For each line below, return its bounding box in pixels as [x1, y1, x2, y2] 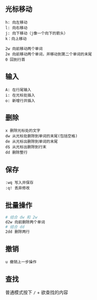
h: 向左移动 [5, 20, 28, 25]
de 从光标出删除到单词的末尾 [5, 139, 58, 144]
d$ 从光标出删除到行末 [5, 144, 47, 150]
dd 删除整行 [5, 150, 28, 155]
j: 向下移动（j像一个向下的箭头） [5, 30, 68, 36]
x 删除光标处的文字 [5, 128, 41, 134]
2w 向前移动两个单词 [5, 46, 43, 51]
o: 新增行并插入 [5, 98, 35, 103]
